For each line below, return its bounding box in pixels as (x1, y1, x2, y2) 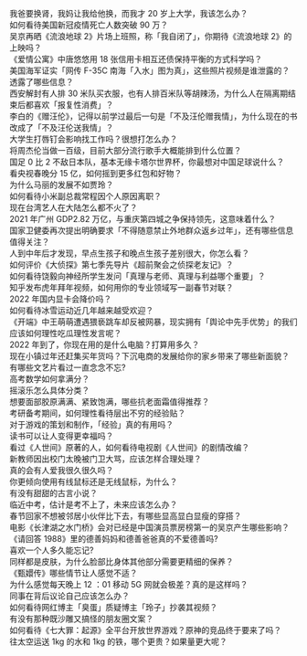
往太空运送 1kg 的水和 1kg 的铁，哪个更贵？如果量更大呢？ (9, 636, 228, 647)
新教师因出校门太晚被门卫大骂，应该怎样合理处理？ (9, 453, 202, 464)
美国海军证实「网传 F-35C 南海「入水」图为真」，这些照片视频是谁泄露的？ (9, 65, 291, 76)
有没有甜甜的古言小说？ (9, 488, 98, 498)
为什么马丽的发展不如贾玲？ (9, 179, 114, 190)
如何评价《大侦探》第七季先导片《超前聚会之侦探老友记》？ (9, 259, 234, 270)
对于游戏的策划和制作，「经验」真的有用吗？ (9, 419, 174, 429)
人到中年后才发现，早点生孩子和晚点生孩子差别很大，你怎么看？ (9, 248, 249, 259)
